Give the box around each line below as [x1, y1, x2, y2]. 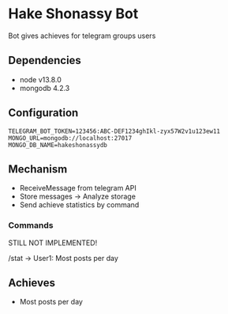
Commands [8, 220, 54, 231]
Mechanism [8, 162, 68, 176]
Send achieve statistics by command [19, 200, 140, 210]
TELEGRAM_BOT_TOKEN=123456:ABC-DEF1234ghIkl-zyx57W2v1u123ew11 [8, 127, 221, 135]
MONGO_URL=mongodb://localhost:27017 [8, 134, 133, 142]
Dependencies [8, 54, 81, 67]
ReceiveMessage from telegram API [19, 183, 136, 193]
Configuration [8, 106, 79, 119]
